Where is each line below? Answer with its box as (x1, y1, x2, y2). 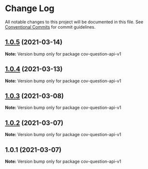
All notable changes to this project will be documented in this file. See (5, 19, 144, 25)
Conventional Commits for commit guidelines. (5, 24, 95, 30)
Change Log (5, 3, 54, 14)
